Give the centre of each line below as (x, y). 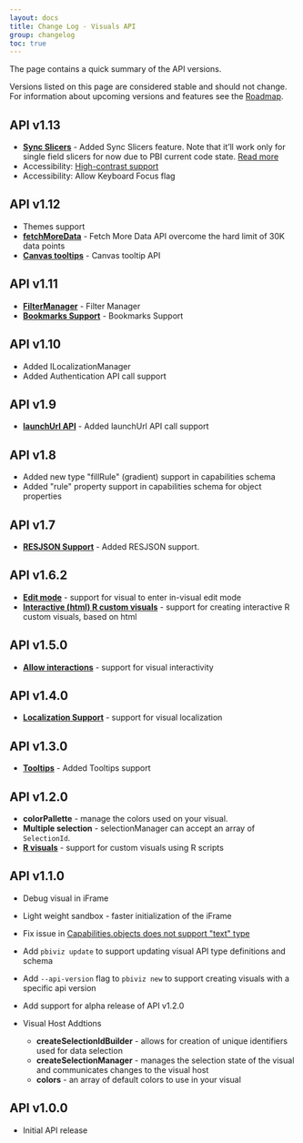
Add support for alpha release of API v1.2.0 (103, 1006)
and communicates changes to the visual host (122, 1069)
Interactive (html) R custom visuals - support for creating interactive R (156, 607)
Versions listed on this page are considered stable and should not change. (148, 86)
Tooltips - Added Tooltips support (87, 768)
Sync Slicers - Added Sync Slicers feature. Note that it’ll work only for (154, 147)
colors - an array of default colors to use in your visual (138, 1079)
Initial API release (55, 1130)
